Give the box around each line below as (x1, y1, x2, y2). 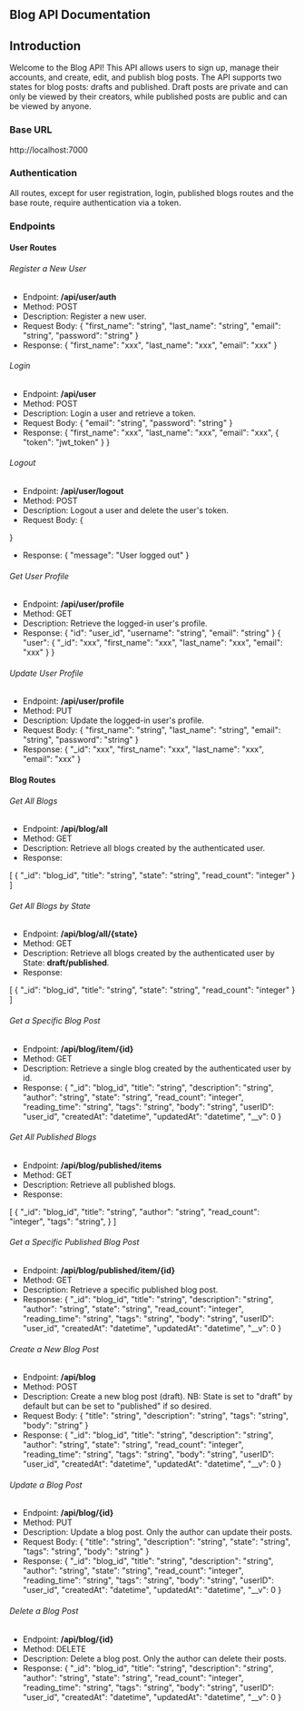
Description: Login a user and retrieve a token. (22, 408, 197, 419)
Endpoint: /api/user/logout (22, 485, 124, 496)
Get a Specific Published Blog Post (9, 1237, 140, 1248)
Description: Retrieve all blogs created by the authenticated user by (22, 948, 275, 959)
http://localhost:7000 (9, 144, 89, 155)
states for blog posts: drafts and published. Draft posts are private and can (9, 82, 289, 93)
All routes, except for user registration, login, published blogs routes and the (9, 187, 294, 198)
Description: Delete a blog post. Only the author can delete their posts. (22, 1653, 288, 1664)
